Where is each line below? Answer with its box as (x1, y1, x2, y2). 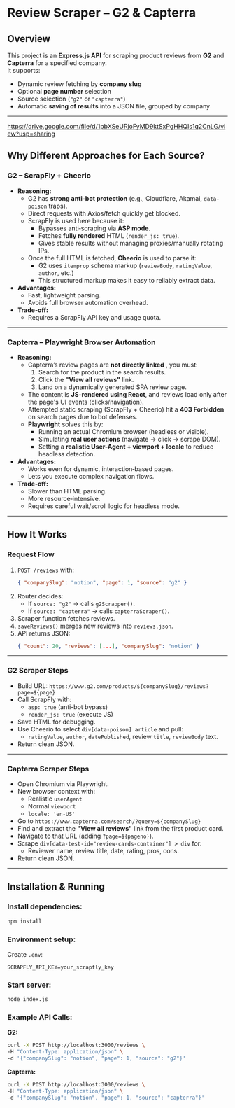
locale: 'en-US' (27, 811, 76, 818)
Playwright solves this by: (27, 420, 104, 428)
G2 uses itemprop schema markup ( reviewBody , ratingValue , (38, 261, 213, 269)
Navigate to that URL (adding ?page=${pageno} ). (17, 832, 154, 841)
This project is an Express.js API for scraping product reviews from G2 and (7, 51, 225, 59)
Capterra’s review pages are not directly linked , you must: (27, 360, 198, 369)
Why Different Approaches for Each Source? (7, 150, 205, 162)
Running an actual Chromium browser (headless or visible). (38, 427, 209, 435)
